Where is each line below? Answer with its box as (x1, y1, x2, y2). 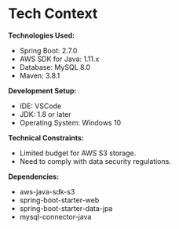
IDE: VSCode (19, 101, 62, 111)
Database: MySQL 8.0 (19, 62, 91, 71)
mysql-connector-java (19, 212, 92, 221)
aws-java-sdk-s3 (19, 187, 75, 196)
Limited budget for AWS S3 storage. (19, 148, 137, 158)
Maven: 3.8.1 (19, 71, 60, 80)
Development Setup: (8, 85, 77, 95)
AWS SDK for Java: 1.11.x (19, 54, 100, 64)
